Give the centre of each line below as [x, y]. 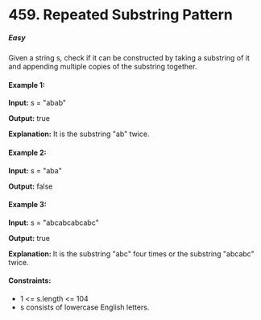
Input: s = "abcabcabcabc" [54, 222]
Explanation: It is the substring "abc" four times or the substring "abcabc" [132, 254]
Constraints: [30, 281]
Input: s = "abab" [37, 103]
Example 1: [27, 85]
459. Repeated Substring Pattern [121, 15]
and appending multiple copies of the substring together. [103, 67]
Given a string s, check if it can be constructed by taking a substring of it [129, 58]
